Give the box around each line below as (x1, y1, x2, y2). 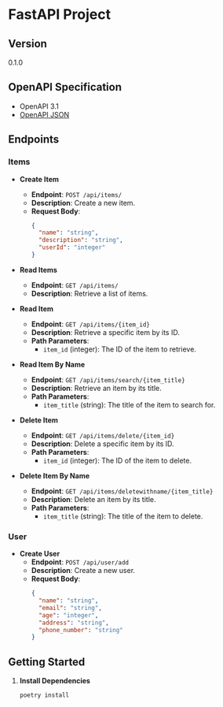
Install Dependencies (19, 676, 90, 686)
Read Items (19, 265, 57, 274)
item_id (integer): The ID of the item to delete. (42, 456, 192, 465)
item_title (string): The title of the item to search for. (42, 400, 216, 409)
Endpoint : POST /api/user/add (31, 557, 130, 567)
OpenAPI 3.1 (19, 101, 59, 111)
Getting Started (8, 655, 86, 668)
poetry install (19, 691, 70, 699)
